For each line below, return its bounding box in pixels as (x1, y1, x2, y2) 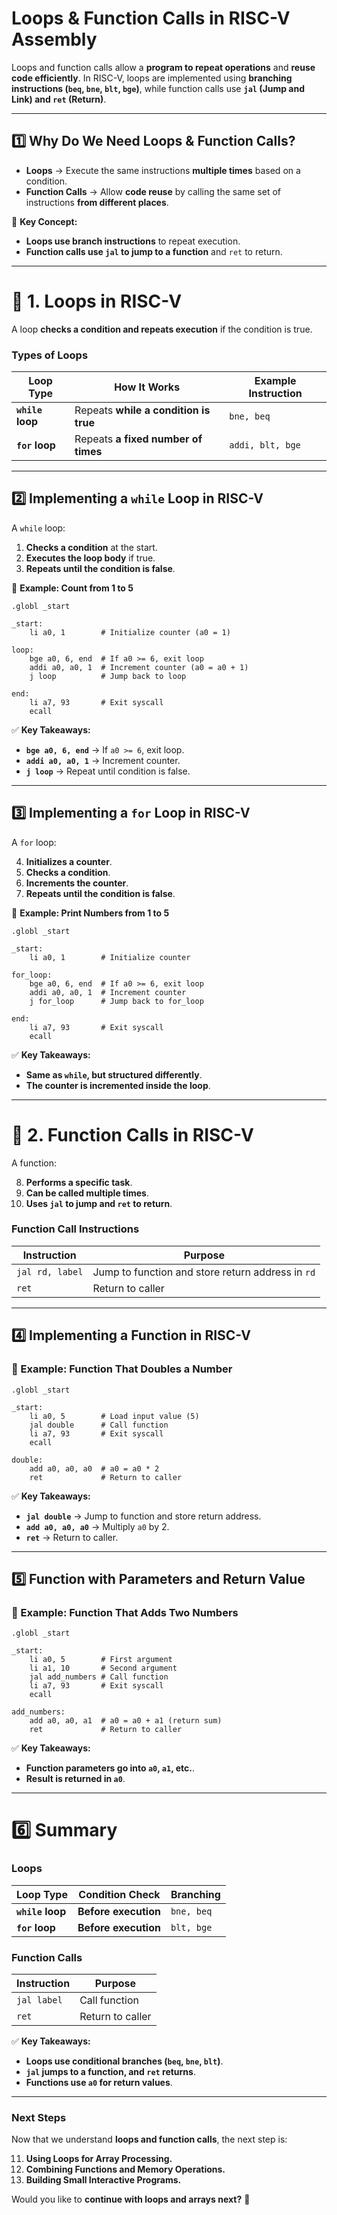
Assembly (11, 28, 98, 51)
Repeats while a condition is (74, 403, 211, 417)
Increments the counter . (25, 877, 129, 889)
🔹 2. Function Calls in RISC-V (11, 1123, 254, 1146)
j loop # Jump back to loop (29, 671, 187, 681)
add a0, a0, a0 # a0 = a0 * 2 (29, 1463, 160, 1474)
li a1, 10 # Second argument (29, 1663, 178, 1674)
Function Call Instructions (11, 1222, 140, 1236)
